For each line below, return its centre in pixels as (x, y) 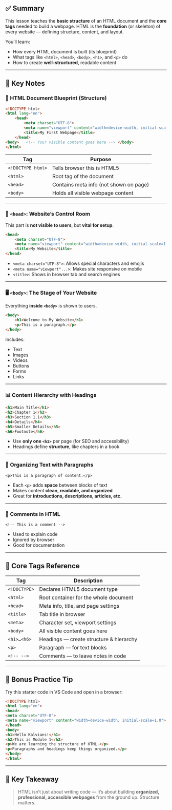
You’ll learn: (18, 42)
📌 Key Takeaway (32, 779)
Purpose (101, 160)
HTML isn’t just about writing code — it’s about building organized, (89, 792)
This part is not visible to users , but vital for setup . (60, 225)
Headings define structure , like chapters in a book (66, 447)
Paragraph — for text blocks (73, 647)
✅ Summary (25, 8)
